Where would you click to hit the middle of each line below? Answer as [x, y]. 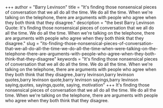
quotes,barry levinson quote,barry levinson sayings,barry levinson [72, 80]
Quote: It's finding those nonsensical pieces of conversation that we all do [80, 28]
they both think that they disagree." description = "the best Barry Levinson [80, 22]
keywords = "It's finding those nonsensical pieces [107, 59]
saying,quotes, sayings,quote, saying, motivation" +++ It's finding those [77, 85]
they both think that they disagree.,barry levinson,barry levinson [70, 75]
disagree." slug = [22, 43]
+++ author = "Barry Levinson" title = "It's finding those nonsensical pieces [81, 7]
